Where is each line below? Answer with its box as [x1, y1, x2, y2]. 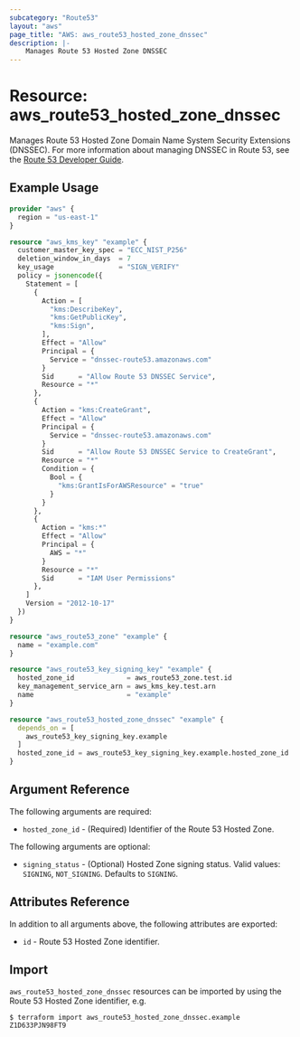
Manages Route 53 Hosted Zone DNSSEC [25, 47, 168, 56]
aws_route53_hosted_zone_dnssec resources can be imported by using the [9, 986, 282, 997]
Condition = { [42, 465, 95, 474]
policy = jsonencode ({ [17, 271, 103, 280]
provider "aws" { [9, 204, 75, 213]
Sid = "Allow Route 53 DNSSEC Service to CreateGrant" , [42, 448, 277, 457]
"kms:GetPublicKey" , [49, 313, 127, 322]
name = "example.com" [17, 640, 99, 649]
